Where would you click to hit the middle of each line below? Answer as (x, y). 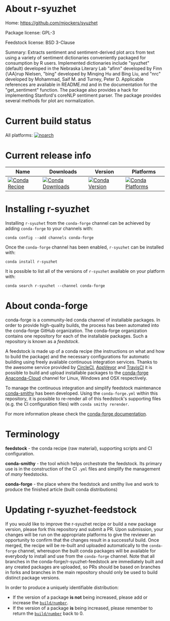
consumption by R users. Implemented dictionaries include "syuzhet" (77, 63)
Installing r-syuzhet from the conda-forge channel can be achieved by (78, 223)
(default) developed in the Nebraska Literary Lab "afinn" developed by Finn (84, 68)
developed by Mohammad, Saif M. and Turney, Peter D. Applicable (75, 79)
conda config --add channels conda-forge (50, 238)
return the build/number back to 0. (48, 613)
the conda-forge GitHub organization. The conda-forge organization (76, 330)
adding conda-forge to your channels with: (49, 228)
